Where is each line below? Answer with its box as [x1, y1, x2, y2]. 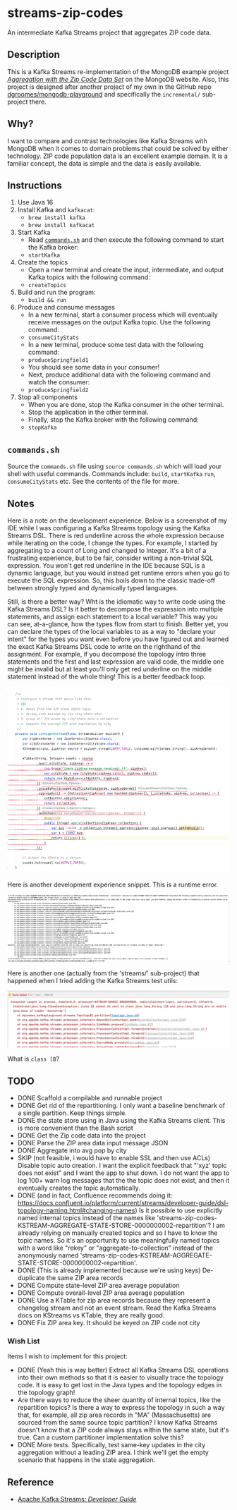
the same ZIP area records [46, 1274, 123, 1282]
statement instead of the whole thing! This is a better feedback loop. [7, 672, 206, 681]
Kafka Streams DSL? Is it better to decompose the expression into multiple [7, 605, 224, 613]
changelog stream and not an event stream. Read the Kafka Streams [17, 1303, 217, 1313]
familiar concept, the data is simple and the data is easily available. [7, 159, 202, 167]
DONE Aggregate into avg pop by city [17, 1146, 127, 1155]
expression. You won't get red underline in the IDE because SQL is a [7, 561, 205, 569]
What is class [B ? [7, 1054, 60, 1063]
